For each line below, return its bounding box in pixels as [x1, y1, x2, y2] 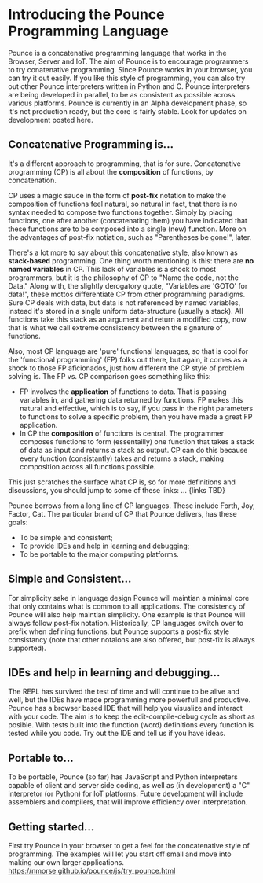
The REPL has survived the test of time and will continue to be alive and [8, 686, 240, 697]
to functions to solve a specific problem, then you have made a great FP [19, 411, 253, 421]
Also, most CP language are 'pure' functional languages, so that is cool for [8, 346, 249, 355]
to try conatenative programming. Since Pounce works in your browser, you [8, 64, 253, 74]
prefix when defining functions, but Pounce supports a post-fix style [8, 627, 230, 636]
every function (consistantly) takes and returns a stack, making [19, 454, 225, 463]
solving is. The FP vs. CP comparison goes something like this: [8, 371, 211, 381]
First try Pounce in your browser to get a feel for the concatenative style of [8, 841, 250, 850]
